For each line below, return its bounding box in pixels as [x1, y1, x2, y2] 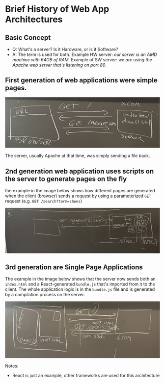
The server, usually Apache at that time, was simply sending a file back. [5, 153, 150, 159]
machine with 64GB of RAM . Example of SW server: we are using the [12, 57, 152, 62]
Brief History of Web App [5, 3, 110, 15]
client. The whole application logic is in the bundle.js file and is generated [5, 286, 155, 292]
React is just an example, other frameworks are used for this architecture [12, 373, 160, 379]
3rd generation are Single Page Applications [5, 263, 143, 271]
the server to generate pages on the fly [5, 175, 127, 183]
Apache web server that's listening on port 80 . [12, 62, 107, 68]
